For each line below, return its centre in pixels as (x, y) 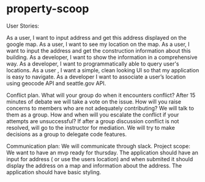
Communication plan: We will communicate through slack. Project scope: (99, 146)
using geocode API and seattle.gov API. (56, 83)
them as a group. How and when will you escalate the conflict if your (93, 115)
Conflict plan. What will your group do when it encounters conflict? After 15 (101, 95)
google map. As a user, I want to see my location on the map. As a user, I (98, 44)
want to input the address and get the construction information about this (99, 50)
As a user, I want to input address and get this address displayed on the (96, 37)
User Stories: (23, 26)
